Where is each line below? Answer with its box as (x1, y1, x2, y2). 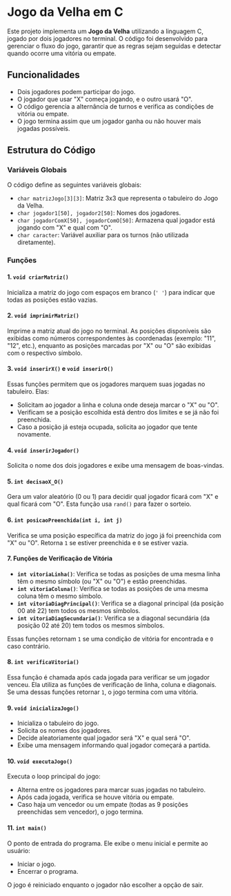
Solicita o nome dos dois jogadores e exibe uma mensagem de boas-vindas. (7, 461, 224, 470)
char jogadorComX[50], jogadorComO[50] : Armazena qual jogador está (17, 216, 216, 225)
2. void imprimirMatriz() (7, 311, 79, 320)
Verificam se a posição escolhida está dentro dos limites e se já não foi (17, 408, 219, 416)
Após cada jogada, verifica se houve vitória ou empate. (17, 793, 174, 801)
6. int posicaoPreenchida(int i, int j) (7, 515, 123, 524)
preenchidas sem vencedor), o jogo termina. (17, 807, 143, 816)
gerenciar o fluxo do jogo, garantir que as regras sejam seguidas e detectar (7, 42, 222, 50)
